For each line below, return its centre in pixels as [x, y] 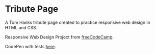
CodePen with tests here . [31, 46]
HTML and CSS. [21, 27]
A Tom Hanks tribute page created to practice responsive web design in [78, 22]
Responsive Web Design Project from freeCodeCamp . [59, 37]
